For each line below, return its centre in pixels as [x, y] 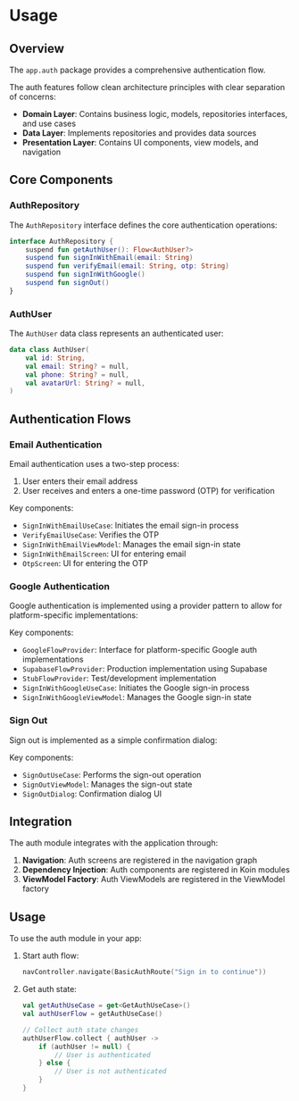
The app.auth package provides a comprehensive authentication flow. [137, 70]
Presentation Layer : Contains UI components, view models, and [140, 142]
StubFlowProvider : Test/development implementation [119, 679]
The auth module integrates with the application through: [114, 843]
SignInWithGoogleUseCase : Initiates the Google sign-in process [136, 688]
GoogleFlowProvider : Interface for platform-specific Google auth [139, 650]
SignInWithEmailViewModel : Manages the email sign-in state [131, 545]
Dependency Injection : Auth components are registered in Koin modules [156, 870]
